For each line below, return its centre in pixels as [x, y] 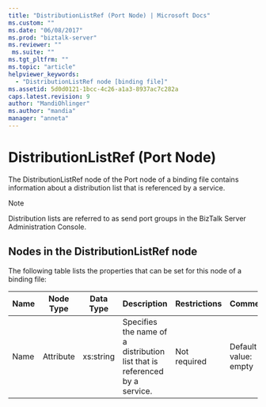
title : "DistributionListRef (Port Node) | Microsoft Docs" [110, 15]
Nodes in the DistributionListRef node [103, 252]
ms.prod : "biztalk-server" [53, 38]
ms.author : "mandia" [42, 111]
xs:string [99, 356]
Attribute [59, 356]
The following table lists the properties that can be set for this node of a [125, 270]
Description [145, 303]
